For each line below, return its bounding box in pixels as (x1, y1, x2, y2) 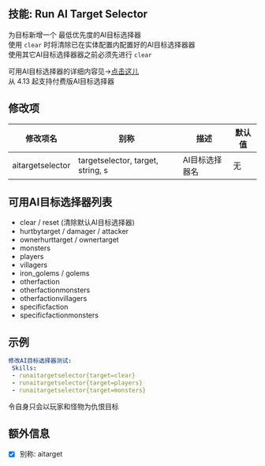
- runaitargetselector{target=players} (11, 378, 144, 387)
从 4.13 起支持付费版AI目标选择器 (8, 76, 115, 85)
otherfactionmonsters (19, 285, 91, 295)
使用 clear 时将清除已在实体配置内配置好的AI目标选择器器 (8, 39, 196, 49)
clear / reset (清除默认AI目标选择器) (19, 218, 136, 227)
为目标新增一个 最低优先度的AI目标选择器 (8, 30, 142, 39)
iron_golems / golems (19, 269, 90, 278)
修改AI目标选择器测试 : (8, 357, 73, 365)
